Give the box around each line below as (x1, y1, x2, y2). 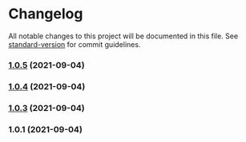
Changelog (8, 5, 83, 23)
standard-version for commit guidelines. (8, 39, 141, 49)
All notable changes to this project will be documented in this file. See (8, 31, 239, 41)
